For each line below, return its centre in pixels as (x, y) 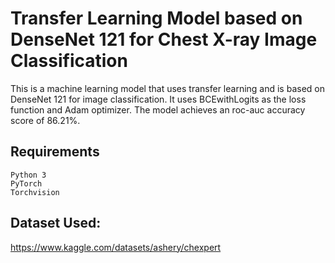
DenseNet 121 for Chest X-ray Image (164, 39)
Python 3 (28, 175)
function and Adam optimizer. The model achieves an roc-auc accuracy (158, 109)
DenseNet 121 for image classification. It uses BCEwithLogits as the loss (158, 99)
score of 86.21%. (45, 120)
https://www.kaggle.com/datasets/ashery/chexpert (116, 247)
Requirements (55, 152)
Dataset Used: (56, 223)
